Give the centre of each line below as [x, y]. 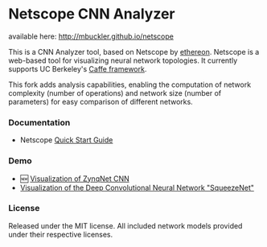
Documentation [39, 122]
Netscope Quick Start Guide [66, 140]
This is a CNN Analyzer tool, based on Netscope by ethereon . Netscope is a [134, 51]
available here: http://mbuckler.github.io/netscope [91, 36]
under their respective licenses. [61, 234]
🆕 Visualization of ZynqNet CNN [75, 179]
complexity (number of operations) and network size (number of [115, 93]
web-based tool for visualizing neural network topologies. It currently [123, 60]
